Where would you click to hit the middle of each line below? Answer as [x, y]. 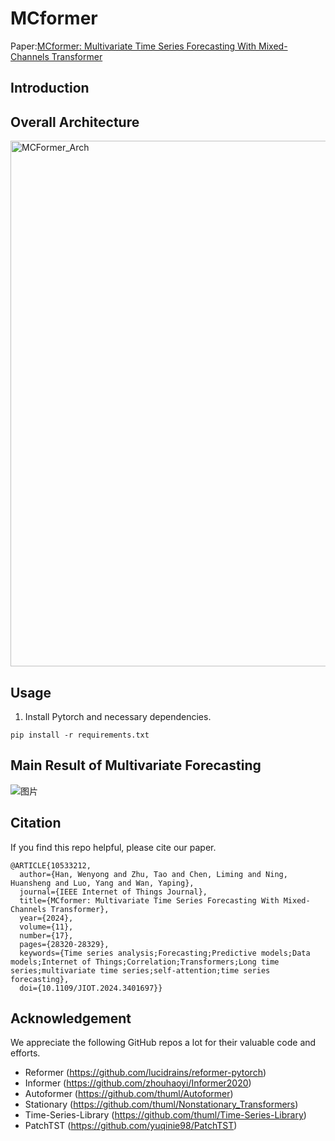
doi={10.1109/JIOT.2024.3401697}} [91, 988]
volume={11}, [46, 927]
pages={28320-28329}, [64, 944]
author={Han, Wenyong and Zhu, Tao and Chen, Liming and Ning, [153, 874]
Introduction [50, 88]
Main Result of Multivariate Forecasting [136, 765]
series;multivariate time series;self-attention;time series [140, 970]
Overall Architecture [75, 122]
